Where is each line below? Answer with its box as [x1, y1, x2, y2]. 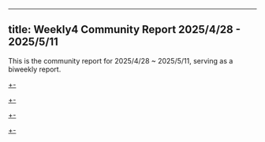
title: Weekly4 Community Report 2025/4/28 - [8, 23, 241, 36]
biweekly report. [8, 64, 62, 74]
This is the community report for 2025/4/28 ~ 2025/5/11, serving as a [8, 56, 233, 65]
